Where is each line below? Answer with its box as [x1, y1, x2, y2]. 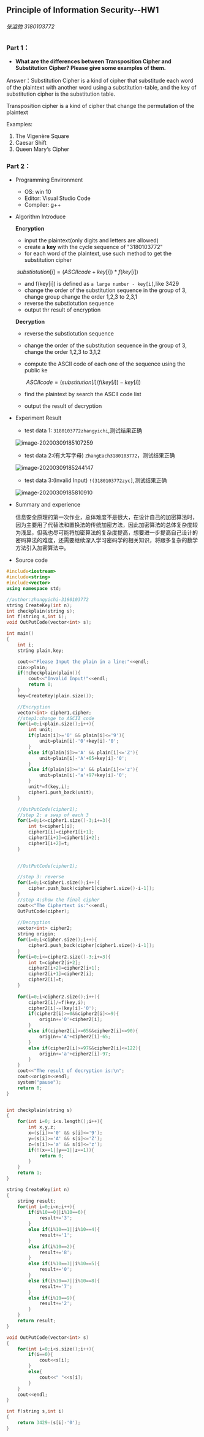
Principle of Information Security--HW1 [6, 5, 159, 15]
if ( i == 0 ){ [28, 1352, 53, 1358]
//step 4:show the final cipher [17, 897, 100, 903]
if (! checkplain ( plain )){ [17, 670, 81, 676]
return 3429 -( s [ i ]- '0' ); [17, 1420, 81, 1426]
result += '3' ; [39, 1215, 72, 1221]
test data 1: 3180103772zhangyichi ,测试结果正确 [24, 427, 142, 434]
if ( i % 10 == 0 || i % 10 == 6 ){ [28, 1209, 86, 1216]
